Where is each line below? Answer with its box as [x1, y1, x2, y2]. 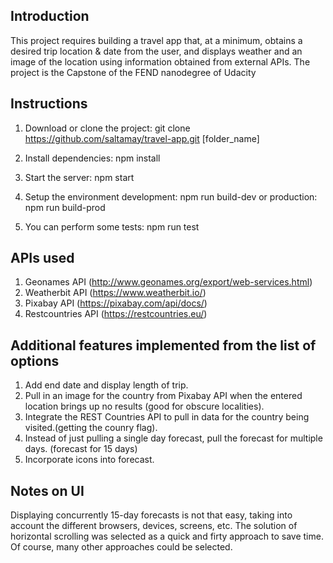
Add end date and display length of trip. [24, 379, 189, 391]
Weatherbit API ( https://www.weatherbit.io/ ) [24, 287, 207, 299]
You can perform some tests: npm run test [24, 220, 200, 233]
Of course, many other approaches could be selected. [10, 541, 233, 553]
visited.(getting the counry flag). [24, 422, 158, 434]
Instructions [10, 95, 88, 113]
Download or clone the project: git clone [24, 122, 191, 134]
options [10, 352, 60, 369]
